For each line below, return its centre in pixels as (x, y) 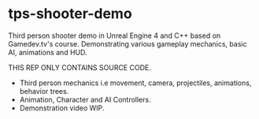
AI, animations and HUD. (48, 52)
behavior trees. (44, 91)
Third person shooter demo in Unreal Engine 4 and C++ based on (115, 35)
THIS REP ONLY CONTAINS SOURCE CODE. (80, 67)
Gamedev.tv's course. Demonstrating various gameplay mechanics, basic (128, 43)
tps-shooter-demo (70, 14)
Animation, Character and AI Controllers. (85, 99)
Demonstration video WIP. (62, 108)
